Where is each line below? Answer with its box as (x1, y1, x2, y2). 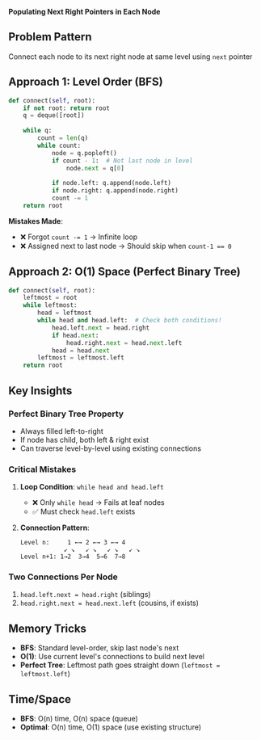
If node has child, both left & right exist (19, 435, 149, 444)
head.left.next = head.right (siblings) (19, 590, 151, 599)
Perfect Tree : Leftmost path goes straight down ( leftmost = (19, 660, 221, 670)
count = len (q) (37, 134, 89, 142)
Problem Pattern (8, 30, 92, 44)
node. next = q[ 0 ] (65, 164, 125, 172)
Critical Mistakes (8, 464, 77, 475)
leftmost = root (23, 294, 78, 302)
